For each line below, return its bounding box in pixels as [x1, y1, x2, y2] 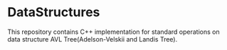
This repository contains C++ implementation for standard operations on [7, 27, 220, 36]
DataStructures [7, 4, 100, 20]
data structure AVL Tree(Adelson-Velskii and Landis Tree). [7, 35, 178, 43]
